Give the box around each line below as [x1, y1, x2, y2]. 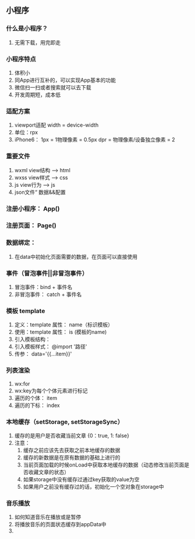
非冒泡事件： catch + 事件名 [14, 291, 82, 298]
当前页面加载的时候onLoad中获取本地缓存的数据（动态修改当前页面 [23, 461, 185, 468]
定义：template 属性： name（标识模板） [14, 321, 114, 328]
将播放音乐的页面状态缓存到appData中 [14, 521, 107, 528]
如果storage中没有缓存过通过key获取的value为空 [23, 475, 140, 483]
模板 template [6, 307, 45, 315]
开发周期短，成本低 [14, 91, 61, 98]
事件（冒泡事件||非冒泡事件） [6, 269, 88, 277]
